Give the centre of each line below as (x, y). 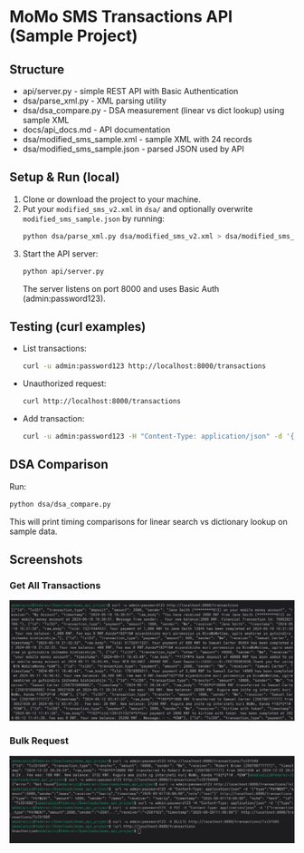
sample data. (33, 531)
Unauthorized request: (64, 383)
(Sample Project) (74, 36)
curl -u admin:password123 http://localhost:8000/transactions (144, 366)
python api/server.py (63, 271)
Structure (37, 69)
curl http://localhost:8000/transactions (101, 402)
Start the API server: (60, 253)
